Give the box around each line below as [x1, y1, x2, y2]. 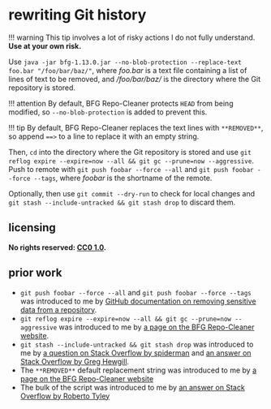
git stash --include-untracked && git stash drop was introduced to [19, 339, 254, 349]
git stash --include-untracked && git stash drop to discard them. [8, 197, 236, 207]
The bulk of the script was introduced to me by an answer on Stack [19, 382, 245, 392]
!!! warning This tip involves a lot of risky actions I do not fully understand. [8, 32, 256, 42]
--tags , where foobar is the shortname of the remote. [33, 173, 213, 183]
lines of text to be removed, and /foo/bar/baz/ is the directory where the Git [8, 74, 261, 84]
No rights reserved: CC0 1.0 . [8, 242, 107, 252]
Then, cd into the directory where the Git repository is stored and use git [8, 147, 252, 157]
